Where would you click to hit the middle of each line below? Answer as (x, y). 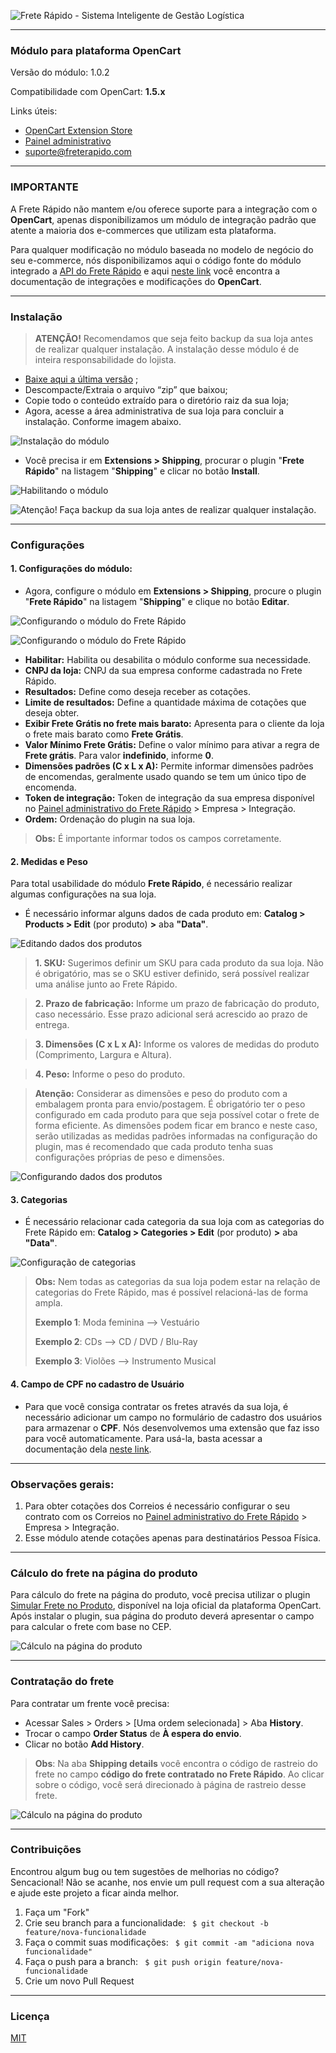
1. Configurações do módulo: (71, 569)
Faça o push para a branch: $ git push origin (123, 1961)
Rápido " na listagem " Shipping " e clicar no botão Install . (142, 471)
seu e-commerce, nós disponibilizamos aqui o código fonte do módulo (156, 260)
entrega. (52, 1025)
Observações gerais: (62, 1484)
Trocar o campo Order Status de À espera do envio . (133, 1733)
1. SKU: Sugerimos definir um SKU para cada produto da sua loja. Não (179, 963)
